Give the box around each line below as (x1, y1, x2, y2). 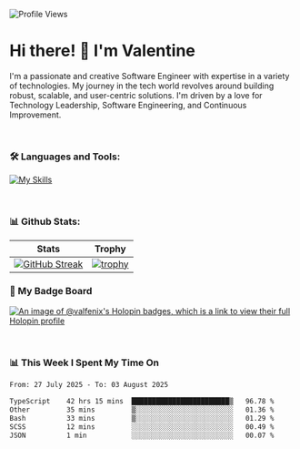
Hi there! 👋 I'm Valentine (9, 41, 195, 61)
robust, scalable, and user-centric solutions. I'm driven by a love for (9, 89, 263, 100)
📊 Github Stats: (9, 215, 81, 228)
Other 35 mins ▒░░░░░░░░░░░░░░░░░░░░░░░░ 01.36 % (9, 405, 275, 414)
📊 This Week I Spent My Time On (9, 356, 159, 369)
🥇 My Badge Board (9, 285, 93, 298)
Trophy (94, 242, 126, 255)
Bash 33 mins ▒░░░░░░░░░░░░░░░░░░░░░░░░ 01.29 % (9, 413, 275, 423)
